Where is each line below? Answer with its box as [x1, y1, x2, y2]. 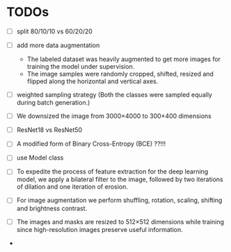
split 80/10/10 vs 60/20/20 [16, 27, 93, 35]
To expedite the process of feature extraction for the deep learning [16, 167, 209, 176]
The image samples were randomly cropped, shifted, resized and [26, 70, 214, 78]
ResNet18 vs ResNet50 [16, 126, 83, 134]
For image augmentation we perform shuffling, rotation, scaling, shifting [16, 196, 223, 205]
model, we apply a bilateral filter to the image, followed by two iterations [16, 175, 223, 184]
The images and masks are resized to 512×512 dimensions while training [16, 217, 224, 226]
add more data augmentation [16, 41, 100, 49]
